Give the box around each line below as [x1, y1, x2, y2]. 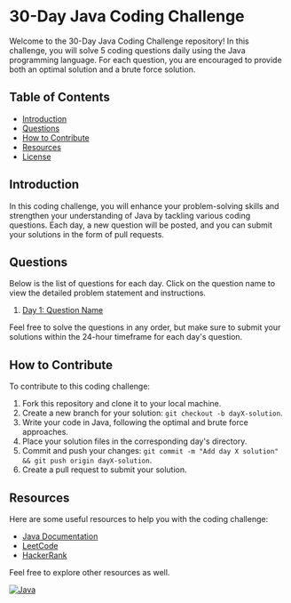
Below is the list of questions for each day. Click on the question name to [9, 278, 276, 289]
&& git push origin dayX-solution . [21, 455, 153, 466]
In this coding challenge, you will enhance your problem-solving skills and [9, 200, 279, 211]
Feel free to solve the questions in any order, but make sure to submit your [9, 322, 281, 333]
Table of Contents [9, 90, 111, 105]
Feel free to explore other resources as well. [9, 567, 170, 577]
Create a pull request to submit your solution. [21, 464, 188, 475]
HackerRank [21, 550, 67, 560]
